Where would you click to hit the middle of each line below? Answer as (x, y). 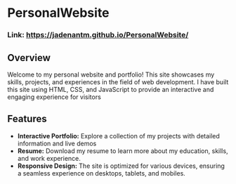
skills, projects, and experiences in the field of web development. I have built (118, 81)
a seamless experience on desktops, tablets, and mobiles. (101, 173)
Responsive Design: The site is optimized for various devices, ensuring (121, 166)
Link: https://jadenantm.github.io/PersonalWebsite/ (98, 35)
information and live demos (57, 143)
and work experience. (49, 158)
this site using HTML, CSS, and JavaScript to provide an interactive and (111, 89)
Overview (29, 58)
